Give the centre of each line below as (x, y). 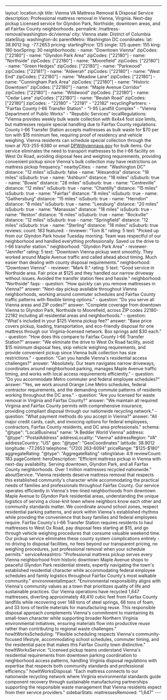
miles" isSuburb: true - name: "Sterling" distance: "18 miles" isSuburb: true (82, 225)
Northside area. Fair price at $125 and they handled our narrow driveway (80, 273)
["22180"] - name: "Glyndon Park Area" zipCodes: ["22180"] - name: (76, 55)
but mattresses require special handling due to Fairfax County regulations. (81, 124)
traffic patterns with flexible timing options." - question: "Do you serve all (80, 300)
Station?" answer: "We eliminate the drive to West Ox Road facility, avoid (80, 342)
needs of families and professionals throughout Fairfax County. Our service (82, 485)
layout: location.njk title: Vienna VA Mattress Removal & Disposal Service (79, 13)
